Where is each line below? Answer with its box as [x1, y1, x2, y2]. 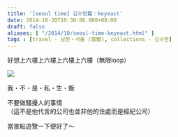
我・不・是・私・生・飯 [7, 84, 75, 92]
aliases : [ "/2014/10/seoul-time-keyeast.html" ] [7, 29, 155, 37]
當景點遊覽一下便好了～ [7, 122, 75, 131]
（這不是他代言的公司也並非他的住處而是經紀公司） [7, 107, 154, 115]
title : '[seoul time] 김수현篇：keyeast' [7, 10, 124, 17]
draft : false [7, 23, 45, 30]
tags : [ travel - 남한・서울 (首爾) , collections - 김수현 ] [7, 36, 172, 43]
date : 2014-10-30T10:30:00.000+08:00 [7, 17, 117, 24]
